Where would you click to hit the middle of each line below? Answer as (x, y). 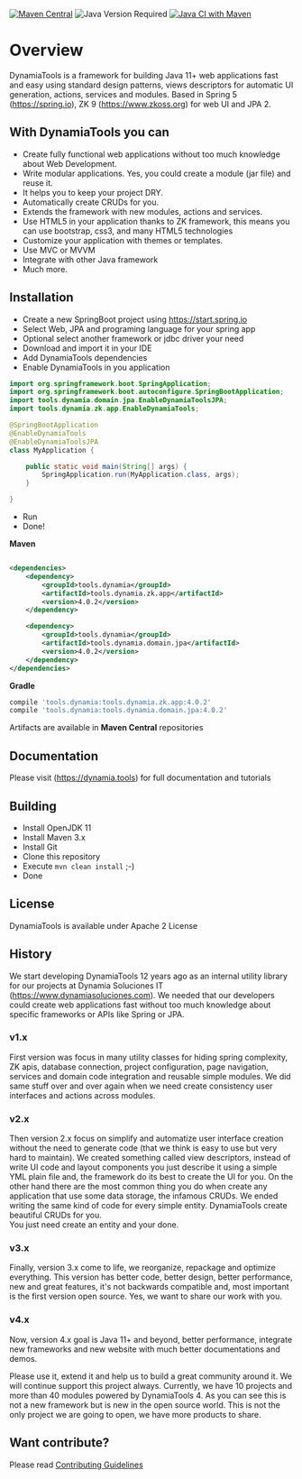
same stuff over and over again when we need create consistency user (141, 1086)
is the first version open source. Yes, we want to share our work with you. (146, 1296)
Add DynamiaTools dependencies (85, 357)
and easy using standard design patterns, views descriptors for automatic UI (151, 85)
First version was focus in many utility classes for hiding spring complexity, (149, 1057)
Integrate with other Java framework (90, 259)
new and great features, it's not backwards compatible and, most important (150, 1287)
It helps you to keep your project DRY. (93, 192)
